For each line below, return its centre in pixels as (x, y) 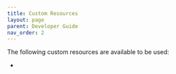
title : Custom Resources (43, 13)
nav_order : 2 (26, 33)
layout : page (26, 20)
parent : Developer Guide (43, 26)
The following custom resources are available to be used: (88, 52)
